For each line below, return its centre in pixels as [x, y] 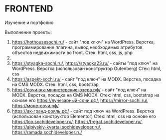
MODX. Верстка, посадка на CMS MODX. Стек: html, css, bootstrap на [86, 95]
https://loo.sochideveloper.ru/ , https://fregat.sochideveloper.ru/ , [77, 121]
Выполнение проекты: [28, 32]
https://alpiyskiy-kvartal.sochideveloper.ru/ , [57, 127]
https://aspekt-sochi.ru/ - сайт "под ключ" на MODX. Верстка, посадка [86, 79]
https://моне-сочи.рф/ [35, 105]
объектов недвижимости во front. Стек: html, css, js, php [72, 52]
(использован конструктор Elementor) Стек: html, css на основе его [84, 116]
